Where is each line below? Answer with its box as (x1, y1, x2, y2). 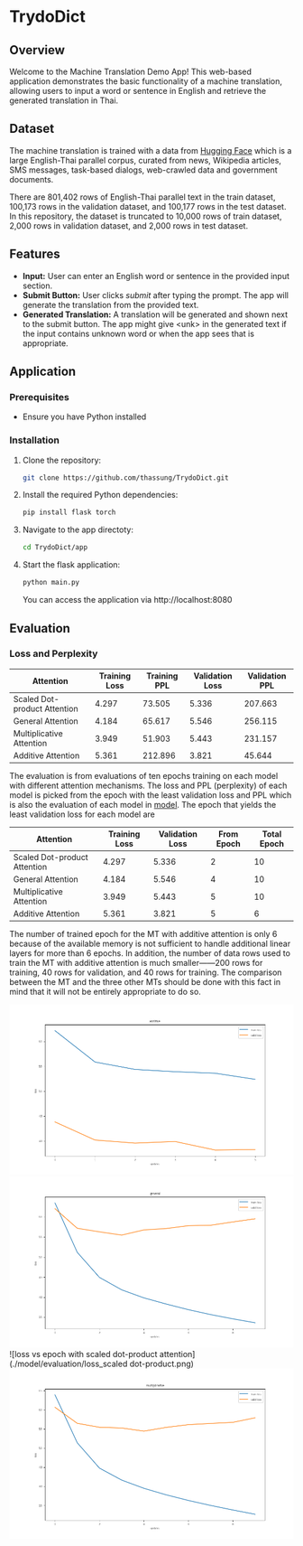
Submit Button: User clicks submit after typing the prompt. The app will (22, 289, 289, 300)
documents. (9, 173, 54, 184)
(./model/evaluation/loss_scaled (9, 1358, 128, 1369)
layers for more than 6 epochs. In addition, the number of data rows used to (9, 947, 291, 959)
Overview (9, 42, 66, 58)
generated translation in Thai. (9, 95, 119, 106)
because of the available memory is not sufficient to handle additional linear (9, 938, 291, 949)
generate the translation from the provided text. (22, 299, 199, 310)
